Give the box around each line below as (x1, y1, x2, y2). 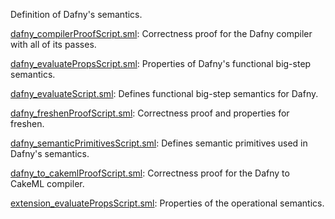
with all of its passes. (10, 39, 97, 50)
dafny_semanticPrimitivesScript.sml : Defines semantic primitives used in (10, 137, 308, 149)
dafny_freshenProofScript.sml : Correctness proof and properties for (10, 107, 290, 119)
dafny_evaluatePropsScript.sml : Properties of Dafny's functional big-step (10, 58, 312, 69)
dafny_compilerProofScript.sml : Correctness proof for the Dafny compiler (10, 28, 313, 39)
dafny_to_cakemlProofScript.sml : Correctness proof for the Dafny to (10, 167, 290, 179)
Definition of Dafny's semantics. (10, 9, 143, 20)
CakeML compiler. (10, 178, 85, 189)
